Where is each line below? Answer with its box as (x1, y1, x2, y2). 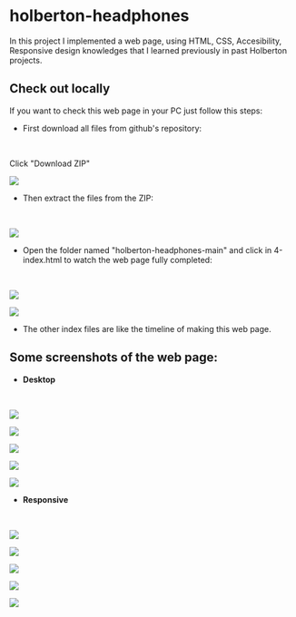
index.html (22, 254, 63, 265)
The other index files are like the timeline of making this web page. (22, 323, 272, 334)
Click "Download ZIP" (9, 158, 91, 169)
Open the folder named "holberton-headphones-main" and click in (22, 244, 272, 255)
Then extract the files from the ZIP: (22, 192, 154, 203)
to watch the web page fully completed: (64, 254, 212, 265)
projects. (9, 54, 43, 65)
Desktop (22, 374, 56, 385)
